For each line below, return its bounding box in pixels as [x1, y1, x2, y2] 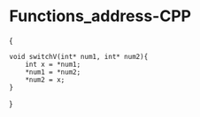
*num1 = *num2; [25, 68, 81, 77]
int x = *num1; [25, 60, 81, 69]
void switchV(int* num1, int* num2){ [9, 52, 149, 61]
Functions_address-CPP [9, 6, 192, 26]
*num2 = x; [25, 75, 65, 84]
